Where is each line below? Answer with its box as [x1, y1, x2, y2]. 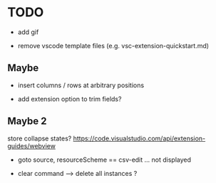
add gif [17, 28, 39, 36]
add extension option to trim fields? [17, 94, 122, 103]
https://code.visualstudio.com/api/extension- [73, 134, 206, 143]
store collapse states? [7, 134, 72, 143]
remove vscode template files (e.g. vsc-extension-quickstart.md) [17, 41, 209, 50]
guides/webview [7, 141, 56, 150]
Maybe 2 [7, 115, 48, 128]
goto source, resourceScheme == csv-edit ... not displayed [17, 155, 191, 164]
